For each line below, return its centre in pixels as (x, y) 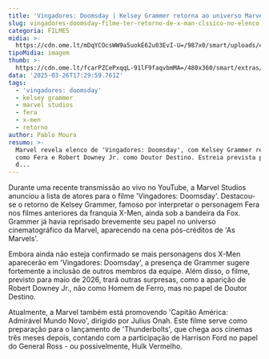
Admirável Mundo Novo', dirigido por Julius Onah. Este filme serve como (128, 321)
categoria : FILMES (39, 30)
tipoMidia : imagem (39, 53)
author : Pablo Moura (43, 135)
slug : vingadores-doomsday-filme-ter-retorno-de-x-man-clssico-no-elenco (134, 23)
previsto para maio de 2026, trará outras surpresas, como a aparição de (127, 280)
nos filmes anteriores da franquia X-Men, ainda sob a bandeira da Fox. (124, 213)
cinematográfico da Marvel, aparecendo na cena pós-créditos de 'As (122, 230)
